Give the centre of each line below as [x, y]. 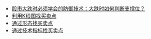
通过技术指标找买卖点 [37, 30]
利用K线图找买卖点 [34, 16]
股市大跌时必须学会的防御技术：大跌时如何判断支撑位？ [78, 8]
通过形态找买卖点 [32, 23]
